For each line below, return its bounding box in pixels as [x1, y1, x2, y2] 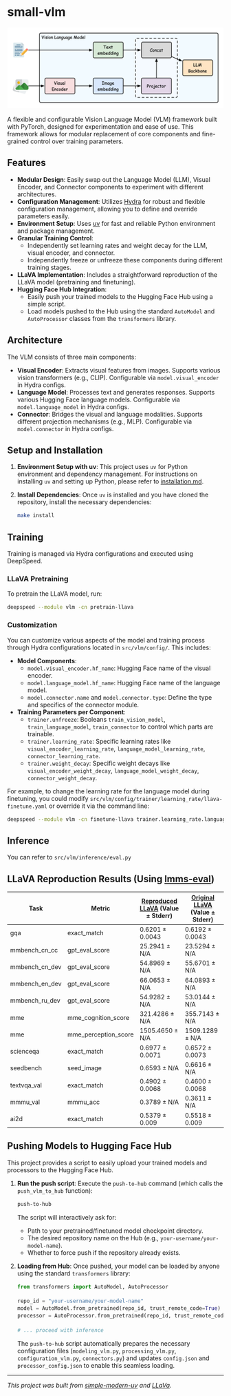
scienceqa [10, 1048, 40, 1056]
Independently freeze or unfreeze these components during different [27, 256, 223, 264]
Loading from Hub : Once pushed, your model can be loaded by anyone [16, 1262, 220, 1270]
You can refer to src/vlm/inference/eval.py [7, 853, 132, 862]
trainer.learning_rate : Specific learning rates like [27, 737, 171, 745]
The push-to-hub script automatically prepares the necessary [16, 1339, 190, 1347]
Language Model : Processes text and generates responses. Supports [16, 388, 215, 396]
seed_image [67, 1064, 102, 1072]
